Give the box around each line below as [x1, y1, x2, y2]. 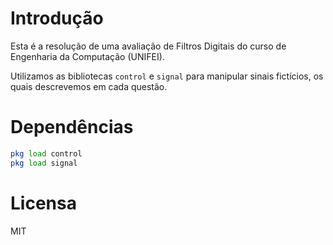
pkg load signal [10, 158, 78, 168]
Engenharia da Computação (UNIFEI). [10, 50, 165, 62]
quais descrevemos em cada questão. [10, 80, 168, 92]
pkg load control [10, 148, 83, 159]
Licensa [10, 192, 77, 214]
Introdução [10, 7, 104, 30]
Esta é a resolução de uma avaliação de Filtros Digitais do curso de [10, 40, 287, 52]
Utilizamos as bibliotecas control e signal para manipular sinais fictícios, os [10, 70, 324, 82]
